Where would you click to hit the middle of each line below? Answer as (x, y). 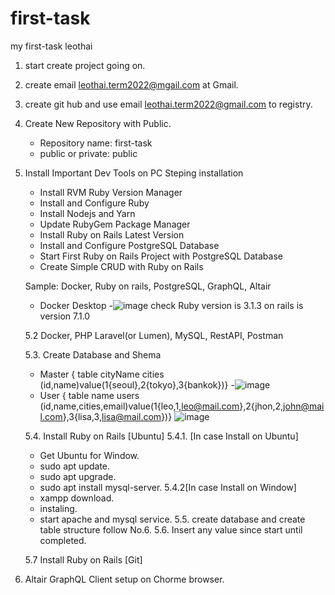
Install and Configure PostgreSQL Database (129, 245)
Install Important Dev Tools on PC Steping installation (134, 173)
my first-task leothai (51, 46)
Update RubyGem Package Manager (115, 224)
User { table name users (89, 395)
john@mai (304, 406)
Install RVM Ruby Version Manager (111, 192)
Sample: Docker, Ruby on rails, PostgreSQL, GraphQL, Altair (148, 286)
